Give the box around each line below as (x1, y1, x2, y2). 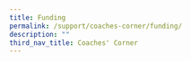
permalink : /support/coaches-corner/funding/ (9, 22, 182, 30)
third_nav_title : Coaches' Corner (9, 38, 139, 48)
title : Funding (9, 13, 66, 22)
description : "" (9, 30, 70, 39)
